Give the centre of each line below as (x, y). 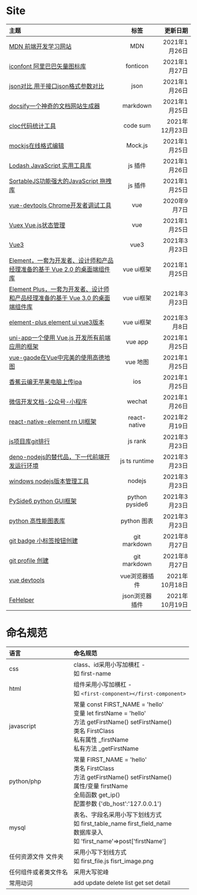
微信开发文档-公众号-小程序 (48, 401)
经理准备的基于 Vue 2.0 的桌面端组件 (60, 269)
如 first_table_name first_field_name (123, 823)
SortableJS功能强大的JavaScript (54, 181)
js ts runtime (137, 461)
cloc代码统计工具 (33, 126)
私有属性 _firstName (101, 740)
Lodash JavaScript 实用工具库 (50, 165)
